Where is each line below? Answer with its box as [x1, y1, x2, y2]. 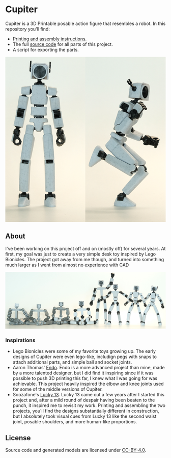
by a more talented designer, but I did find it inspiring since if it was [12, 370, 154, 376]
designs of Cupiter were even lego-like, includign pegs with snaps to [12, 353, 157, 360]
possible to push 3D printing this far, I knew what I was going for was [12, 375, 158, 381]
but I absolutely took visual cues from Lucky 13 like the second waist [12, 413, 157, 419]
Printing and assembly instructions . [12, 36, 87, 42]
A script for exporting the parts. [12, 46, 79, 53]
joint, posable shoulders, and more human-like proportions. [12, 419, 137, 425]
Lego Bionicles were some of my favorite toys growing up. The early [12, 348, 156, 354]
